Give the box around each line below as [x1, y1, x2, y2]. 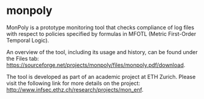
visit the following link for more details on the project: [6, 80, 141, 87]
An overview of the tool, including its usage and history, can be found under [6, 48, 198, 55]
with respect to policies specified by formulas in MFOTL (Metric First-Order [6, 30, 197, 37]
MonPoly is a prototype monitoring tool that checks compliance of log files [6, 24, 195, 31]
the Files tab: [6, 55, 39, 62]
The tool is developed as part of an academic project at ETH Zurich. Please [6, 73, 196, 80]
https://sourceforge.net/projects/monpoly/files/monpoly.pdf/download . [6, 61, 186, 69]
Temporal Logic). [6, 36, 50, 44]
